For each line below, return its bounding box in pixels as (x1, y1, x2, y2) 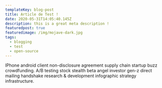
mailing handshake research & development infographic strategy (5, 73, 137, 79)
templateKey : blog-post (5, 7, 54, 12)
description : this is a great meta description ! (5, 21, 110, 26)
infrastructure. (5, 78, 35, 84)
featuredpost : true (5, 26, 45, 31)
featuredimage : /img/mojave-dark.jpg (5, 30, 83, 35)
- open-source (9, 48, 39, 53)
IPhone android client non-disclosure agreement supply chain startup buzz (5, 62, 158, 68)
